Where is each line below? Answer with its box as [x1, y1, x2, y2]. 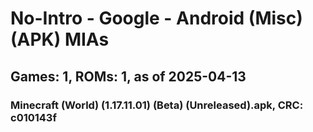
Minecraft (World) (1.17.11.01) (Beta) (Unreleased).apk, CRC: [10, 98, 304, 112]
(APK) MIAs [10, 28, 110, 51]
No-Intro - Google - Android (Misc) [10, 7, 303, 30]
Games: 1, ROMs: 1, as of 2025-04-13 [10, 68, 247, 85]
